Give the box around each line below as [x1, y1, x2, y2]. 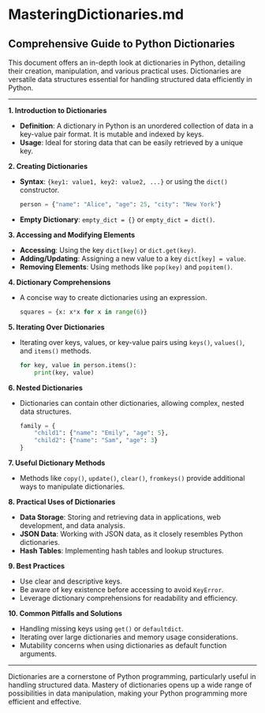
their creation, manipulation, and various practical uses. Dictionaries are [8, 66, 242, 76]
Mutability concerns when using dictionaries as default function [19, 641, 227, 650]
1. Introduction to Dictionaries [8, 106, 107, 115]
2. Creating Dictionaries [8, 162, 88, 171]
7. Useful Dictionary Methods [8, 458, 106, 467]
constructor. [19, 186, 60, 194]
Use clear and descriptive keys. [19, 576, 122, 586]
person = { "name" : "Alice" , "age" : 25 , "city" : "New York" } [19, 201, 222, 208]
